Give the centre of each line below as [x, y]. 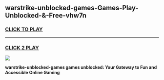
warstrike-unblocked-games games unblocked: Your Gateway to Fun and [81, 67]
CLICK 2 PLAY [22, 48]
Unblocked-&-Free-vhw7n [46, 16]
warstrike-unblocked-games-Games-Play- [72, 8]
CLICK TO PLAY [24, 30]
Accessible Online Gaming [32, 72]
